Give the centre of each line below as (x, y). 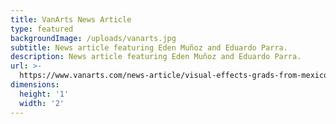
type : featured (42, 29)
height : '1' (44, 94)
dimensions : (35, 85)
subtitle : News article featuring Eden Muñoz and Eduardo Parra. (149, 47)
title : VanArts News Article (71, 19)
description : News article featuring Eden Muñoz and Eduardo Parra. (156, 57)
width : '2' (42, 103)
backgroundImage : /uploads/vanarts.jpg (93, 38)
